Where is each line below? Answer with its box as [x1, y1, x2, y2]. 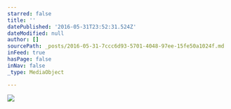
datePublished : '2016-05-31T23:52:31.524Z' [7, 23, 137, 30]
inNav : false [7, 62, 46, 69]
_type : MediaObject [7, 68, 65, 75]
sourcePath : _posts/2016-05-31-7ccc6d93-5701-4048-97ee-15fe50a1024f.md [7, 43, 225, 50]
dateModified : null [7, 29, 65, 37]
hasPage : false [7, 56, 52, 63]
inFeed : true [7, 50, 46, 57]
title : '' [7, 17, 37, 24]
